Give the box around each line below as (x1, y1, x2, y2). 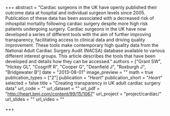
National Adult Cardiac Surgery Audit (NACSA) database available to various (5, 48, 165, 53)
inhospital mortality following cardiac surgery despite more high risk (5, 20, 148, 26)
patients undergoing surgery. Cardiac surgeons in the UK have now (5, 26, 147, 32)
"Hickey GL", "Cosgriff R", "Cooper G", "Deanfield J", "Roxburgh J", (5, 64, 146, 70)
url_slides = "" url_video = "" (5, 96, 65, 102)
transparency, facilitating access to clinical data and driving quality (5, 37, 146, 43)
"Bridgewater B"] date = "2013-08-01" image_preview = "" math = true (5, 69, 154, 75)
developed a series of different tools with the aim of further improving (5, 32, 152, 37)
